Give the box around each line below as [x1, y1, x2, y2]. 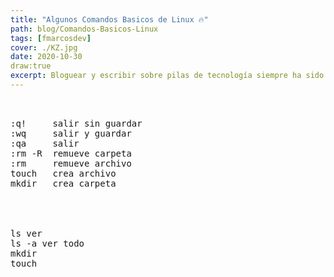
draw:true [10, 61, 52, 71]
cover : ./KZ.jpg [10, 42, 78, 53]
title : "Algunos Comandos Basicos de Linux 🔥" [10, 14, 209, 25]
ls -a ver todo [10, 237, 85, 249]
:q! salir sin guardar [10, 117, 143, 129]
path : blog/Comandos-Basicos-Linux [10, 24, 159, 34]
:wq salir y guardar [10, 127, 132, 139]
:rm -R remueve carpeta [10, 147, 132, 159]
